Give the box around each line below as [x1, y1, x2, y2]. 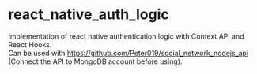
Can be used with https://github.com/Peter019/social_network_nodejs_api [8, 48, 249, 57]
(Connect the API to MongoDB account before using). [8, 57, 183, 66]
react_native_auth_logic [8, 6, 169, 24]
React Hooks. [8, 39, 52, 49]
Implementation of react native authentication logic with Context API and [8, 31, 244, 41]
